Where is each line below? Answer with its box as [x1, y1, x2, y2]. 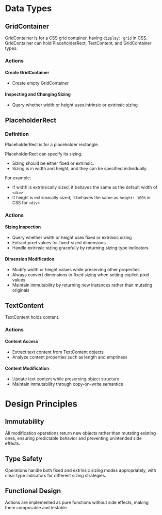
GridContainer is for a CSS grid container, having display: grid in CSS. [5, 35, 148, 41]
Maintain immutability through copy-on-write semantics [12, 381, 124, 387]
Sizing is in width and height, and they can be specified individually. [12, 166, 148, 172]
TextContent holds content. [5, 314, 60, 320]
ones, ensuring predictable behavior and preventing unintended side [5, 436, 142, 441]
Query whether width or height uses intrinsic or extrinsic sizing [12, 102, 138, 108]
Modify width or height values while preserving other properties [12, 267, 140, 273]
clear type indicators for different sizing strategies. [5, 473, 107, 479]
